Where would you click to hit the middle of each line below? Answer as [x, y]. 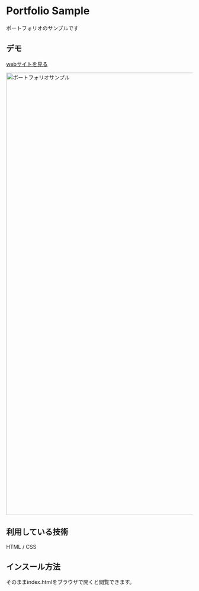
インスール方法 [33, 566]
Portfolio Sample [48, 11]
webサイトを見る [27, 64]
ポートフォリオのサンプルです [42, 28]
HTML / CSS [21, 547]
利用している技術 [37, 532]
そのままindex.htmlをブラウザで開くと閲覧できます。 [70, 582]
